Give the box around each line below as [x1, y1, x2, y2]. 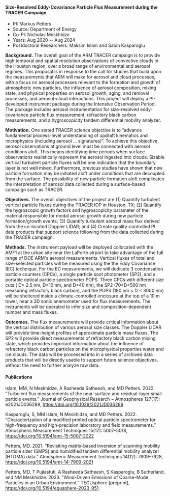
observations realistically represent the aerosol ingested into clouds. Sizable [5, 154, 165, 160]
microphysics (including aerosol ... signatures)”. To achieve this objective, [5, 138, 159, 144]
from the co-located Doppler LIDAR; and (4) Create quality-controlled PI [5, 224, 156, 230]
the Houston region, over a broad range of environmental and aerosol [5, 63, 151, 69]
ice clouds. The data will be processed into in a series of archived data [5, 351, 153, 357]
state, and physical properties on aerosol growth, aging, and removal [5, 90, 149, 96]
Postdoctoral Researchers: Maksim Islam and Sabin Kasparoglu [12, 42, 146, 48]
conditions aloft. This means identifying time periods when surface [5, 149, 145, 155]
